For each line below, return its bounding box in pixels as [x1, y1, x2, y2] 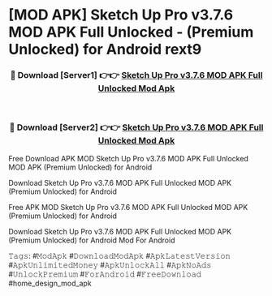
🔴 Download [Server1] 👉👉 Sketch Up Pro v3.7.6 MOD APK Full [10, 70, 263, 81]
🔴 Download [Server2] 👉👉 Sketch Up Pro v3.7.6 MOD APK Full [9, 122, 264, 133]
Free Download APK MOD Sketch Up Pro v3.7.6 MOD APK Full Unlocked [8, 153, 249, 163]
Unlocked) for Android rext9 [8, 41, 202, 58]
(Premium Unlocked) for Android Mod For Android [8, 235, 175, 245]
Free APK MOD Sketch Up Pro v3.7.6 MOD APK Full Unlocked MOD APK [8, 202, 248, 212]
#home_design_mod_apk [8, 278, 92, 288]
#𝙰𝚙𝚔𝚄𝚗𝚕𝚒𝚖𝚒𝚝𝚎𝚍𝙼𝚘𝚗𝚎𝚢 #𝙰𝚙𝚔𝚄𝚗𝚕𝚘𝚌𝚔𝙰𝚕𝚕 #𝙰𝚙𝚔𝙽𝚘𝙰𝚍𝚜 [8, 260, 212, 269]
